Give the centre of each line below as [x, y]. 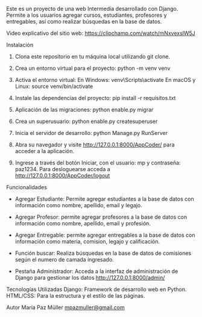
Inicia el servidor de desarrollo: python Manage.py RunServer [91, 133]
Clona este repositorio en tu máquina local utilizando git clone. [93, 56]
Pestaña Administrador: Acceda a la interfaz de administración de [96, 271]
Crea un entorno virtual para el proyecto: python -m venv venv [93, 68]
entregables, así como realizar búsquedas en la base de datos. [84, 21]
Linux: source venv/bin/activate [54, 86]
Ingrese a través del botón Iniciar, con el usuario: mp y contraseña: [98, 163]
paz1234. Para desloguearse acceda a [62, 169]
